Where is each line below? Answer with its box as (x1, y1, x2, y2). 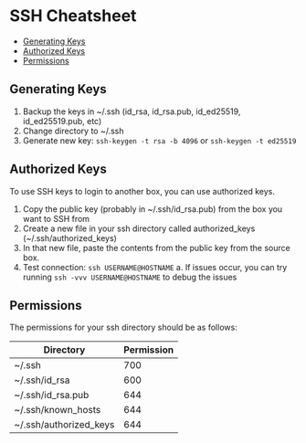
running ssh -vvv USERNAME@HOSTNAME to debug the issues (22, 271, 237, 282)
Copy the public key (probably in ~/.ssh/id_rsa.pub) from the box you (22, 203, 283, 215)
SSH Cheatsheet (9, 5, 137, 26)
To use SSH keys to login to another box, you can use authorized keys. (9, 185, 276, 196)
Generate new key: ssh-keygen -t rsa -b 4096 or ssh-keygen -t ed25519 (22, 134, 297, 146)
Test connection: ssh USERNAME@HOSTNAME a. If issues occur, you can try (22, 261, 288, 272)
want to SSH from (22, 213, 90, 224)
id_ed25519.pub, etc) (22, 115, 102, 126)
